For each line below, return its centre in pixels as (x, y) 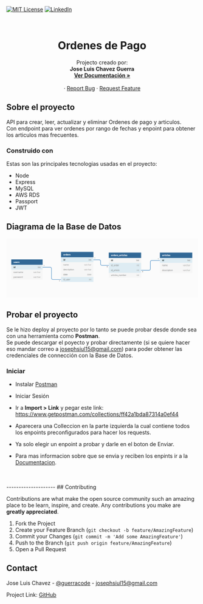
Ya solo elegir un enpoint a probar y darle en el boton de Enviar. (95, 444)
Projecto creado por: (102, 62)
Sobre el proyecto (40, 107)
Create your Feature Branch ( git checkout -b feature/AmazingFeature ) (104, 530)
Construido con (30, 151)
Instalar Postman (36, 384)
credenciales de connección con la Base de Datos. (70, 355)
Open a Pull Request (41, 549)
